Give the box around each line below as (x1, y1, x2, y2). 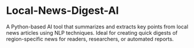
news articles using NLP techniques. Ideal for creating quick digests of (6, 29, 178, 36)
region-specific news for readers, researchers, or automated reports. (6, 35, 174, 42)
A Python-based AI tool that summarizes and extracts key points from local (6, 23, 189, 30)
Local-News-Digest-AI (6, 4, 119, 17)
